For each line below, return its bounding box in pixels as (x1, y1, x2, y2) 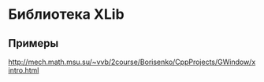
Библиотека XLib (8, 5, 125, 23)
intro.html (8, 66, 39, 75)
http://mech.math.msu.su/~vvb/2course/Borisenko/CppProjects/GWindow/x (8, 57, 256, 66)
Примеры (8, 37, 59, 50)
